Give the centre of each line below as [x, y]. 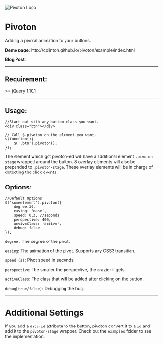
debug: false [27, 228]
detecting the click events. [32, 172]
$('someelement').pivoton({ [33, 203]
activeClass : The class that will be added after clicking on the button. [74, 279]
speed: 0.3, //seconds [37, 215]
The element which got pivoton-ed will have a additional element [70, 156]
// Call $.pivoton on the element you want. [51, 135]
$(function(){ [19, 139]
